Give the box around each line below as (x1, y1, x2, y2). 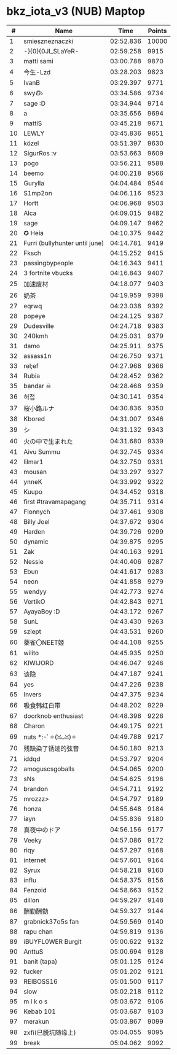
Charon (23, 722, 45, 730)
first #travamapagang (23, 497, 86, 506)
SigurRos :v (23, 149, 57, 157)
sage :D (23, 99, 46, 107)
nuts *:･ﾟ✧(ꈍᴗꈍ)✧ (23, 733, 77, 741)
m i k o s (23, 997, 48, 1005)
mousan (23, 467, 47, 476)
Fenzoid (23, 886, 47, 894)
